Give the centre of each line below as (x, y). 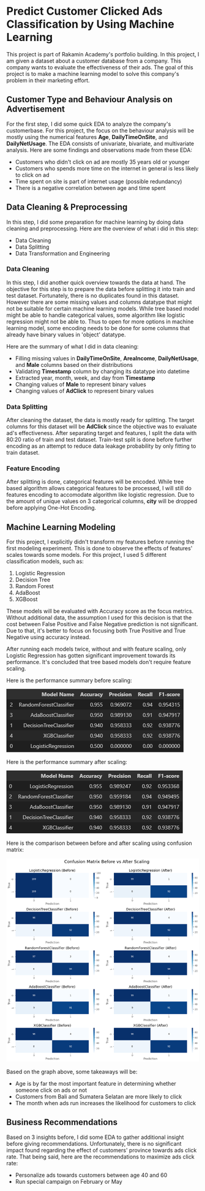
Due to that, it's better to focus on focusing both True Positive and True (96, 631)
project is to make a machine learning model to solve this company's (93, 74)
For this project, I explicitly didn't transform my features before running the (100, 542)
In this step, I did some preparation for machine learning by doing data (95, 222)
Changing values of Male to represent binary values (81, 384)
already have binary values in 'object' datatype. (66, 335)
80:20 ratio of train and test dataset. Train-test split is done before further (99, 440)
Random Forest (34, 586)
